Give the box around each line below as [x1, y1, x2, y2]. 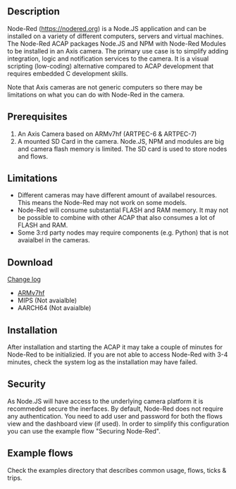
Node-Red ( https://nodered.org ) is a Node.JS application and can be [7, 24, 206, 32]
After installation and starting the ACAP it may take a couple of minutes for [7, 343, 223, 352]
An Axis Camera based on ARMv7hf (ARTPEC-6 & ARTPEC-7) [17, 130, 197, 138]
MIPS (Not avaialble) [17, 296, 77, 305]
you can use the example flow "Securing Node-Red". [7, 426, 161, 435]
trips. [7, 473, 23, 482]
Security [7, 378, 46, 390]
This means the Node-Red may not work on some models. [17, 199, 187, 207]
